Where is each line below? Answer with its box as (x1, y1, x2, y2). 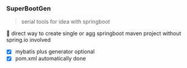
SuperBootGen (6, 4, 51, 13)
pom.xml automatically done (15, 55, 86, 62)
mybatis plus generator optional (15, 48, 95, 55)
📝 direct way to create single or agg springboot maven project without (6, 30, 182, 37)
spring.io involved (6, 36, 51, 44)
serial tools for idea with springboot (21, 18, 110, 25)
